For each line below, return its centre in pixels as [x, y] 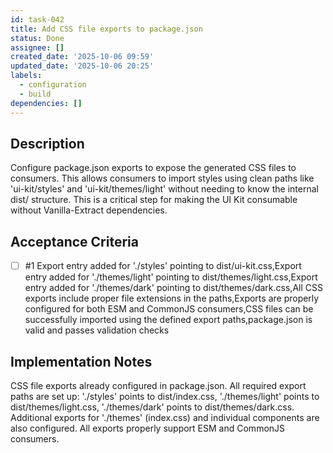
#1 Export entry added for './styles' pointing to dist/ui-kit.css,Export [163, 266]
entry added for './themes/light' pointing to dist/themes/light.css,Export [171, 277]
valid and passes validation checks [97, 330]
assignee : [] [37, 47]
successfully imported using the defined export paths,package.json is [168, 320]
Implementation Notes [81, 361]
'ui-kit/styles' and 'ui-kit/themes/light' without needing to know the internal [164, 189]
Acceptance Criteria [74, 241]
